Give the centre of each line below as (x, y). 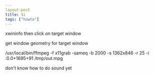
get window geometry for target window (47, 43)
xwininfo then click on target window (43, 34)
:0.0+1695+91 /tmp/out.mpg (34, 58)
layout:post (18, 10)
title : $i (16, 15)
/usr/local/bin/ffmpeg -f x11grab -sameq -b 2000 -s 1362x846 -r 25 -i (77, 53)
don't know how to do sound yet (39, 68)
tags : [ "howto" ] (22, 19)
